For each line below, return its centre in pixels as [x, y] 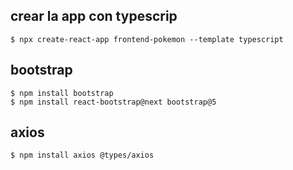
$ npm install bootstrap [62, 93]
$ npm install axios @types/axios [82, 155]
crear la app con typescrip [94, 16]
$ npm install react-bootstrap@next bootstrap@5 [113, 102]
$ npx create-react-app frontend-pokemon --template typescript [147, 39]
